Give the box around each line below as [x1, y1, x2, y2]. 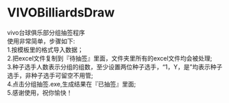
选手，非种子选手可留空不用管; [7, 71, 94, 80]
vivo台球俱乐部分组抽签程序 [7, 28, 86, 36]
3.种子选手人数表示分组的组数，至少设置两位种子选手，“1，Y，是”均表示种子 [7, 62, 223, 71]
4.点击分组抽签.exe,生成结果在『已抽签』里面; [7, 80, 136, 88]
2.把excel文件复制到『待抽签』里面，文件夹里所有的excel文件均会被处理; [7, 54, 213, 62]
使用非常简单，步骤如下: [7, 36, 75, 45]
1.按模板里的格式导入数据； [7, 45, 84, 54]
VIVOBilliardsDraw [7, 5, 115, 21]
